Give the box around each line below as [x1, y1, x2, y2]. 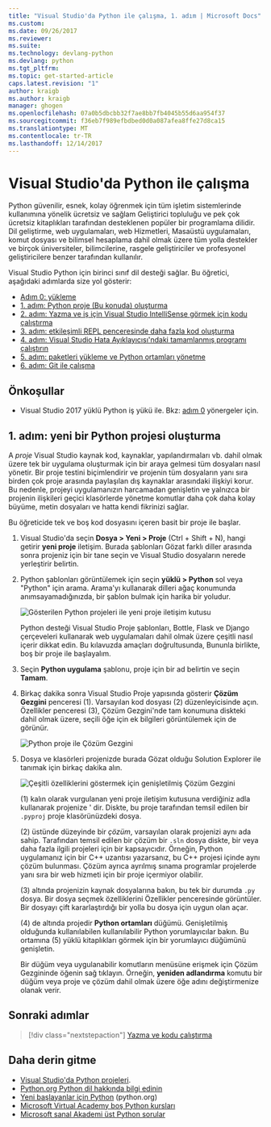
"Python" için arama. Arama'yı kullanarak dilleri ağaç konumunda [19, 583, 236, 593]
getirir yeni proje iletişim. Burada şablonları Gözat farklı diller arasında [19, 542, 252, 551]
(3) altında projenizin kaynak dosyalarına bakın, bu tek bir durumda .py [19, 886, 256, 895]
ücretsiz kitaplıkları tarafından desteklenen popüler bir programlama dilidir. [8, 218, 256, 228]
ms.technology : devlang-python [8, 49, 114, 57]
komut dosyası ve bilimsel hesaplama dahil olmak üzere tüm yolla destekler [8, 235, 258, 245]
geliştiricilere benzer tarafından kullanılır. [8, 252, 144, 262]
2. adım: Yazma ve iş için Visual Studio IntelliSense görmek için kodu [19, 309, 248, 319]
